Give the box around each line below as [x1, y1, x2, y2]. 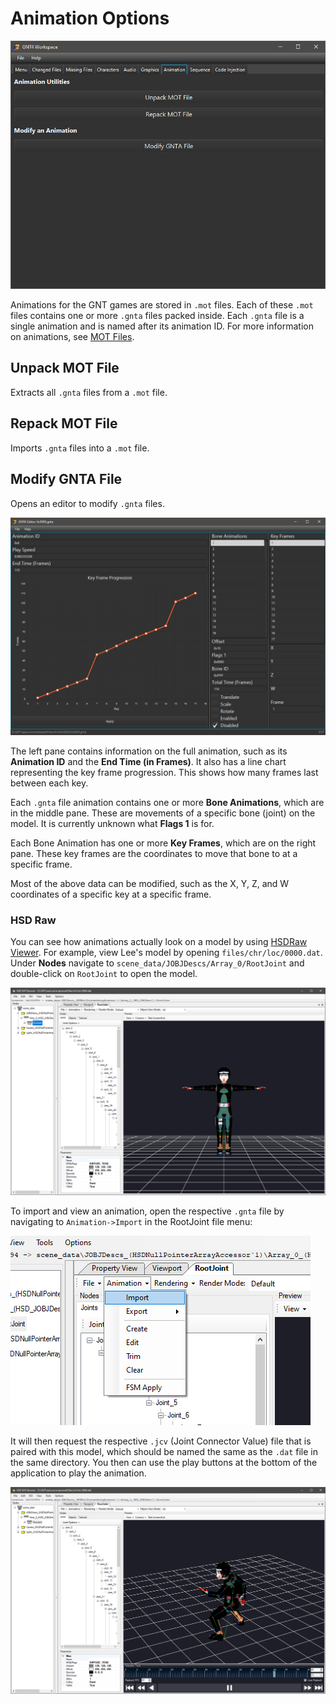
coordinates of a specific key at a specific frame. [10, 888, 212, 900]
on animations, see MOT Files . [10, 331, 135, 343]
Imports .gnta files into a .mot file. [10, 442, 150, 454]
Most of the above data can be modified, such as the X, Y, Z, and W [10, 878, 290, 889]
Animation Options [10, 7, 170, 30]
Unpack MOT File [10, 360, 120, 377]
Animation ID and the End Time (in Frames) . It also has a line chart [10, 756, 287, 767]
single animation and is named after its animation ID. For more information [10, 320, 314, 332]
